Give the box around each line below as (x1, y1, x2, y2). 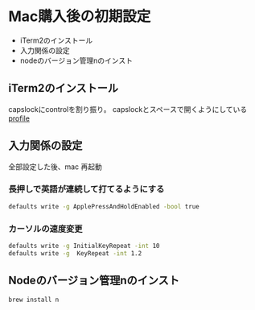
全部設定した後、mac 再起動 (8, 162, 103, 172)
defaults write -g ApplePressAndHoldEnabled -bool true (8, 202, 199, 210)
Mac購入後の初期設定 (8, 7, 151, 26)
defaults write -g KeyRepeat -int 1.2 (8, 249, 142, 258)
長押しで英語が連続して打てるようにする (8, 184, 165, 195)
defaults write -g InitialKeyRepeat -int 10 (8, 242, 160, 250)
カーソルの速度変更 (8, 223, 83, 234)
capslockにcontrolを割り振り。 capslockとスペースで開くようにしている (8, 104, 248, 114)
